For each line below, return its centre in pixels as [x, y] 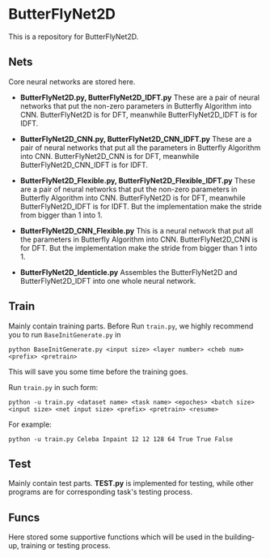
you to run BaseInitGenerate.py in [65, 334]
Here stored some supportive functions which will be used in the [116, 537]
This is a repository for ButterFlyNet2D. [74, 36]
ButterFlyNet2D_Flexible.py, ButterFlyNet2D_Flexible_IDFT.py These [138, 180]
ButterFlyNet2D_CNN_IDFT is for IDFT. [84, 165]
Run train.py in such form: [53, 387]
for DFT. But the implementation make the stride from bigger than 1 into [138, 247]
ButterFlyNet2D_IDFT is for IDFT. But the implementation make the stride [141, 206]
